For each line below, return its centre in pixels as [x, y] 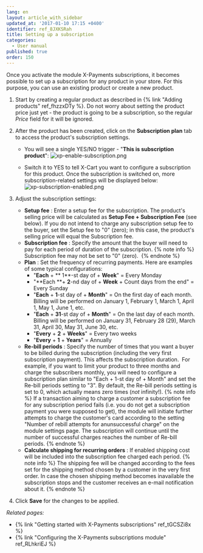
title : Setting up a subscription [50, 35]
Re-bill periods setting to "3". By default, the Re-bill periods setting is [111, 385]
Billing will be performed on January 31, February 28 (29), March [114, 320]
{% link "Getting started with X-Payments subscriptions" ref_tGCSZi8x [103, 524]
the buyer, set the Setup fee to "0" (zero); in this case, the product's [109, 230]
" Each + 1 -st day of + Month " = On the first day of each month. [113, 294]
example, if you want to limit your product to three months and [102, 366]
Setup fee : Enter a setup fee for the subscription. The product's [105, 210]
